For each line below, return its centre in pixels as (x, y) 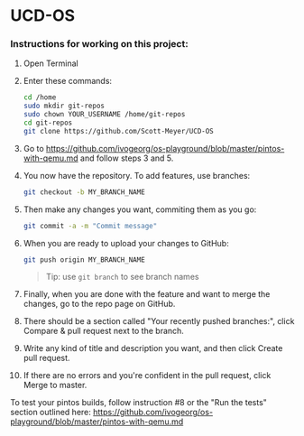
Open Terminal (51, 63)
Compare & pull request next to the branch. (103, 331)
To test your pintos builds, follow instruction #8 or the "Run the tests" (138, 403)
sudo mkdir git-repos (64, 106)
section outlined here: (51, 413)
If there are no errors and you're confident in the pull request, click (147, 376)
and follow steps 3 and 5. (127, 158)
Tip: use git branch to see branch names (122, 277)
